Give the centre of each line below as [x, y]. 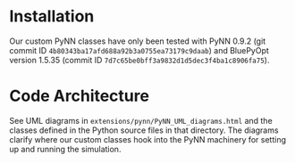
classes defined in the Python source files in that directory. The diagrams [144, 130]
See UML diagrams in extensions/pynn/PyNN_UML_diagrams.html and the [141, 120]
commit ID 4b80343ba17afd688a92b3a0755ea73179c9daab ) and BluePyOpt [139, 50]
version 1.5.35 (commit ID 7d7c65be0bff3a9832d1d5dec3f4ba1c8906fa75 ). [139, 60]
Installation [52, 16]
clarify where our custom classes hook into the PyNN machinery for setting [148, 139]
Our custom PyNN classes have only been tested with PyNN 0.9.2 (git [138, 41]
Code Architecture [80, 96]
